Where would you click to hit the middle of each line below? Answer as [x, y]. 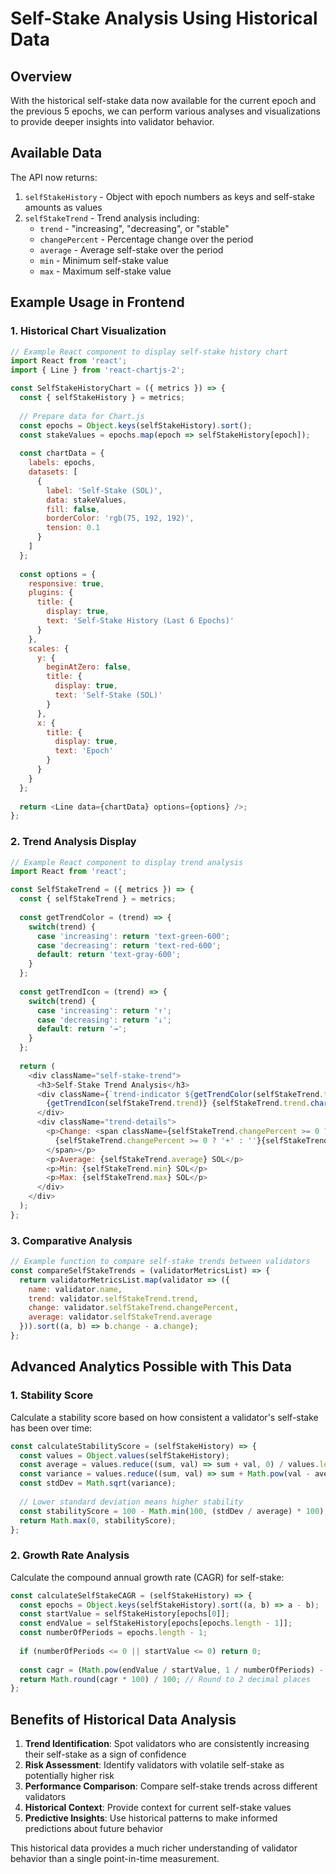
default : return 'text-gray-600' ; [109, 955]
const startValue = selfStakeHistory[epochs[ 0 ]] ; [124, 1614]
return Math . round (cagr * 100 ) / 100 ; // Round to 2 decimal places [165, 1679]
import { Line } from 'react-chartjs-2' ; [98, 370]
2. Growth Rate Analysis [70, 1555]
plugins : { [51, 593]
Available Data [56, 153]
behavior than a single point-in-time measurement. [115, 1859]
